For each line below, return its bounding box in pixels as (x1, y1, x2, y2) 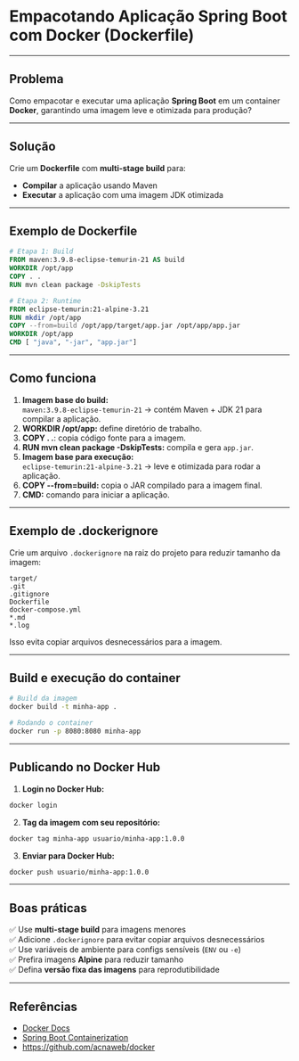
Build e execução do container (9, 670, 181, 686)
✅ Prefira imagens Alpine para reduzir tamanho (9, 954, 184, 965)
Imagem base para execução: (21, 451, 134, 462)
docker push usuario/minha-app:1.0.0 (9, 868, 149, 876)
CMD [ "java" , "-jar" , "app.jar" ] (9, 338, 138, 347)
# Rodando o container (9, 719, 93, 728)
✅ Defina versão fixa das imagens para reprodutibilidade (9, 965, 220, 975)
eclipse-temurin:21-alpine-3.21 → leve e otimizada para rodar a (21, 461, 261, 472)
